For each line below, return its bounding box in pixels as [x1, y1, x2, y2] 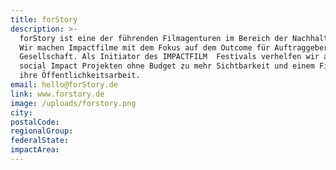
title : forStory [10, 14, 78, 25]
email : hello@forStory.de [10, 80, 118, 90]
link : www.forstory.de [10, 89, 105, 99]
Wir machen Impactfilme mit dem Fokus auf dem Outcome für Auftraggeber [19, 42, 329, 53]
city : [10, 107, 33, 118]
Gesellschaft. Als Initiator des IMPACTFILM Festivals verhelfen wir [19, 52, 320, 62]
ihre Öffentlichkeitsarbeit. [19, 71, 141, 81]
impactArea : [10, 145, 60, 155]
